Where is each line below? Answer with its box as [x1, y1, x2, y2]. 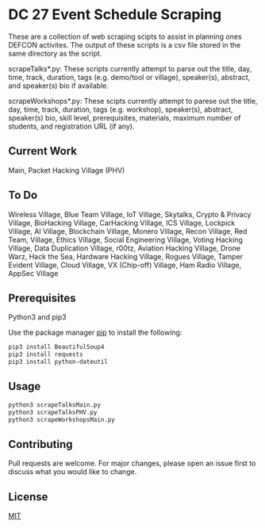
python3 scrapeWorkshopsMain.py [8, 415, 115, 423]
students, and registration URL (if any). [8, 121, 135, 131]
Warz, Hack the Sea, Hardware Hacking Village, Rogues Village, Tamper [8, 251, 244, 261]
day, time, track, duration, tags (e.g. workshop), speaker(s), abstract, [8, 105, 233, 114]
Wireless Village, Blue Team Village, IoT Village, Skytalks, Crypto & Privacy [8, 209, 252, 219]
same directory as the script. [8, 48, 102, 58]
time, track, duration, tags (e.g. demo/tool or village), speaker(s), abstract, [8, 72, 251, 82]
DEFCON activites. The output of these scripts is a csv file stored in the [8, 40, 241, 49]
